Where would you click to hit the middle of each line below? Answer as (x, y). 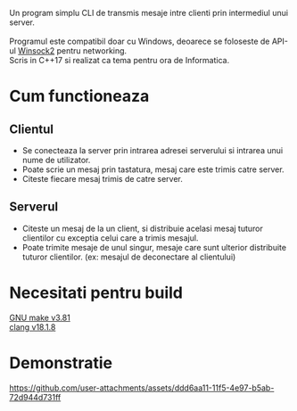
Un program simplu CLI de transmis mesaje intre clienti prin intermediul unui (148, 13)
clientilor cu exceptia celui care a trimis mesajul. (110, 238)
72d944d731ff (35, 397)
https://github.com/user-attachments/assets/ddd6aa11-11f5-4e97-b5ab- (142, 388)
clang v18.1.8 (33, 327)
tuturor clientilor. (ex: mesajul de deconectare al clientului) (129, 257)
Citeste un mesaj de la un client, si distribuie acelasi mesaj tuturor (142, 228)
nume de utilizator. (56, 160)
